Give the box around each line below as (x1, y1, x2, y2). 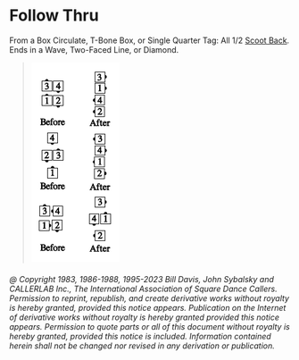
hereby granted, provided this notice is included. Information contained (9, 331, 272, 341)
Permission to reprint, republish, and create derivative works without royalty (9, 292, 290, 304)
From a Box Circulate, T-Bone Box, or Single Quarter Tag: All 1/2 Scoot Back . (9, 35, 290, 46)
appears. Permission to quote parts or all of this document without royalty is (9, 321, 290, 331)
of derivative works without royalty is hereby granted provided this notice (9, 312, 279, 322)
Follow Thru (9, 5, 100, 26)
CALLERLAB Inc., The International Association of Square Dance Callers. (9, 283, 278, 294)
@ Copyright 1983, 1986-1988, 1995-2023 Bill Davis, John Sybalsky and (9, 273, 275, 284)
